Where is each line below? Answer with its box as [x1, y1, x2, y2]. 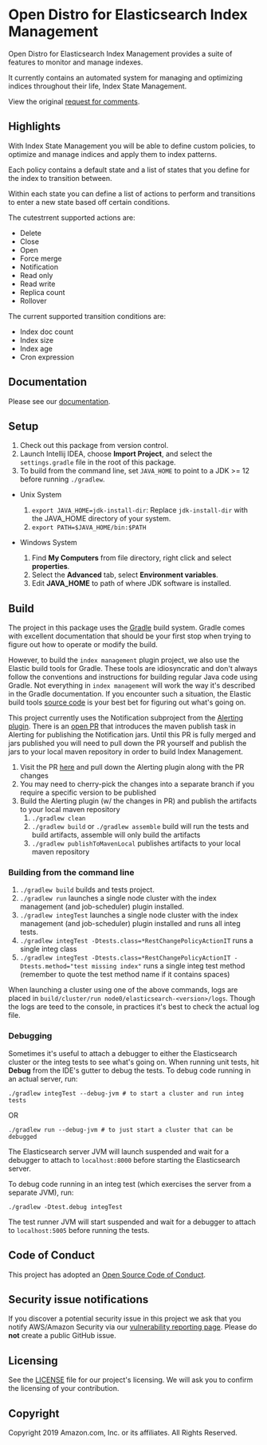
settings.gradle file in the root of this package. [19, 457, 177, 467]
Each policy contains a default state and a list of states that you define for [8, 165, 250, 175]
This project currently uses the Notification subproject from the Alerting [8, 713, 243, 723]
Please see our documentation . [8, 396, 111, 406]
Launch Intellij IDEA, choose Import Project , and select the [19, 449, 213, 459]
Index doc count [19, 327, 74, 336]
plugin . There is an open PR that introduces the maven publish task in [8, 721, 237, 731]
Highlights [8, 120, 61, 133]
